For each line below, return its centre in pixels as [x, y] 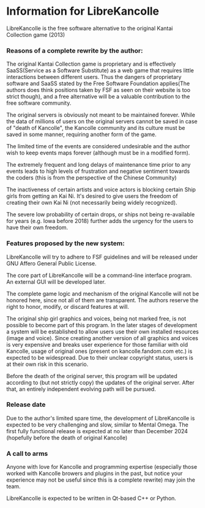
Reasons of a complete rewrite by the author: [75, 50]
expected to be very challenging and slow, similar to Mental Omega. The [97, 425]
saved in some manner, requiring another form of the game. [82, 135]
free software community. [39, 103]
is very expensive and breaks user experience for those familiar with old [97, 344]
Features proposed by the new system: [66, 243]
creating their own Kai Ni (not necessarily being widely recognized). [92, 203]
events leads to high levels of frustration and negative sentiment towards [98, 171]
